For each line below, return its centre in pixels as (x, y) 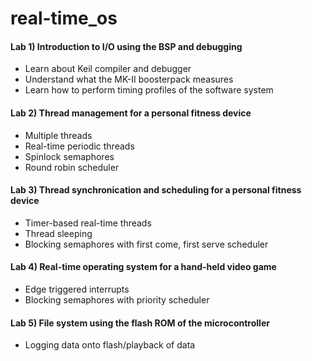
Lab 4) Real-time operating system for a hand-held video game (143, 267)
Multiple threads (58, 135)
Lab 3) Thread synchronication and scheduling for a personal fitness (156, 190)
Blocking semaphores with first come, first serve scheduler (146, 244)
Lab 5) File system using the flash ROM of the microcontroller (140, 323)
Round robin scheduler (72, 167)
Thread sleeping (58, 233)
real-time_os (64, 18)
